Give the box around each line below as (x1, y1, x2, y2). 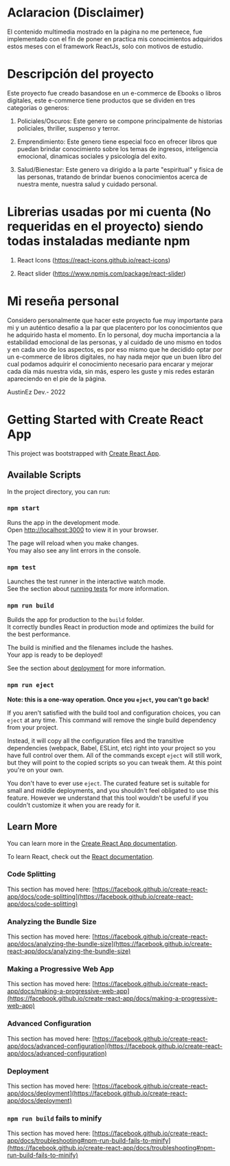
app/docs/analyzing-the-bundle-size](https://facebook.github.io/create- (7, 940, 213, 948)
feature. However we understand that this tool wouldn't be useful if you (7, 794, 209, 802)
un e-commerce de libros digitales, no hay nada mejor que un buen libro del (7, 352, 222, 361)
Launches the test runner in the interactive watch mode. (7, 577, 166, 585)
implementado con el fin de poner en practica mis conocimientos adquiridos (7, 34, 223, 43)
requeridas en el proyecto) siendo (7, 218, 204, 234)
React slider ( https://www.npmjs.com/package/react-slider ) (16, 269, 187, 278)
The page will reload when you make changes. (7, 539, 139, 547)
